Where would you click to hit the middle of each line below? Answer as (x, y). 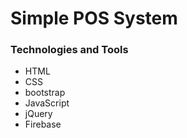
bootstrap (45, 93)
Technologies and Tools (69, 50)
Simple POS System (94, 18)
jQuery (38, 114)
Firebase (43, 124)
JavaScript (47, 103)
